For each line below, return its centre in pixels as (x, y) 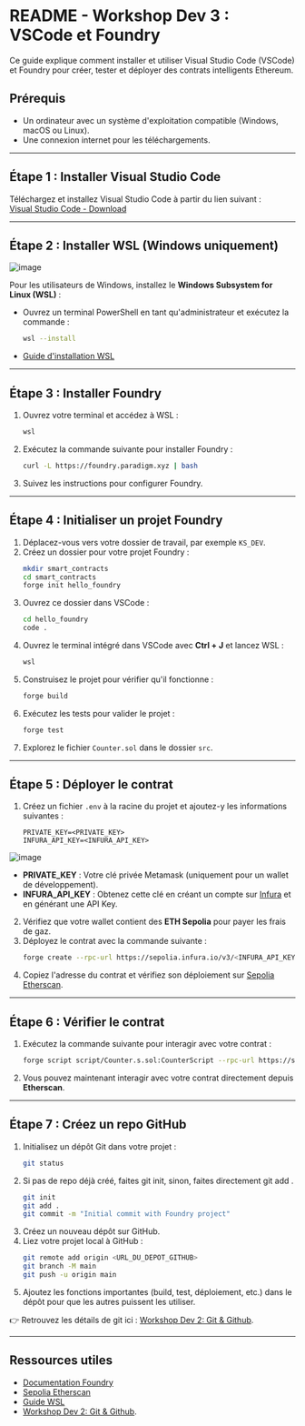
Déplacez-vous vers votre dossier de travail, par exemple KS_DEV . (144, 542)
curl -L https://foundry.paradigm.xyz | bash (110, 466)
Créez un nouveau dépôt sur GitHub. (91, 1231)
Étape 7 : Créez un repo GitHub (98, 1125)
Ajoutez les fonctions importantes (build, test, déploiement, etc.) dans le (157, 1291)
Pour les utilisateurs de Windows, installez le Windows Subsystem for (141, 285)
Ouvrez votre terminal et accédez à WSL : (100, 416)
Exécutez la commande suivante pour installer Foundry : (128, 449)
